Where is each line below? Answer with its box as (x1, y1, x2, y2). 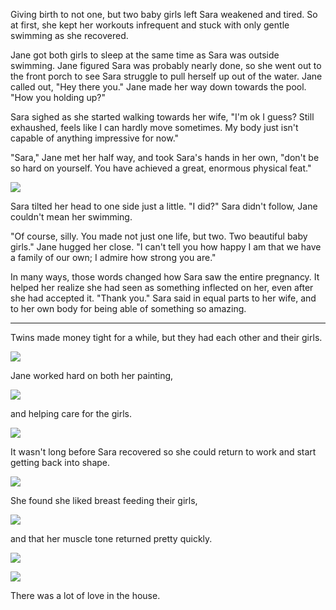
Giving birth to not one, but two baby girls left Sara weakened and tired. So (10, 9, 318, 20)
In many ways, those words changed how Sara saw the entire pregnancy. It (10, 271, 320, 283)
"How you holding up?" (10, 92, 107, 103)
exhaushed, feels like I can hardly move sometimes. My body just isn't (10, 122, 299, 133)
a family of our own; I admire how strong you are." (10, 252, 217, 263)
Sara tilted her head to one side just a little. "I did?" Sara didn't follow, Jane (10, 200, 318, 212)
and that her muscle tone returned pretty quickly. (10, 533, 213, 544)
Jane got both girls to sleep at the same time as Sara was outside (10, 49, 280, 61)
